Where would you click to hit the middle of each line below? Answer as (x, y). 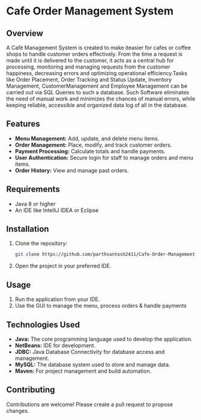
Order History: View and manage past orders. (72, 170)
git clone (27, 254)
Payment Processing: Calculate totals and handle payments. (90, 151)
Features (23, 124)
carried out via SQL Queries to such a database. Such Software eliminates (98, 92)
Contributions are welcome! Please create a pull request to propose (90, 404)
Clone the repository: (41, 243)
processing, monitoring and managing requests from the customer (88, 67)
